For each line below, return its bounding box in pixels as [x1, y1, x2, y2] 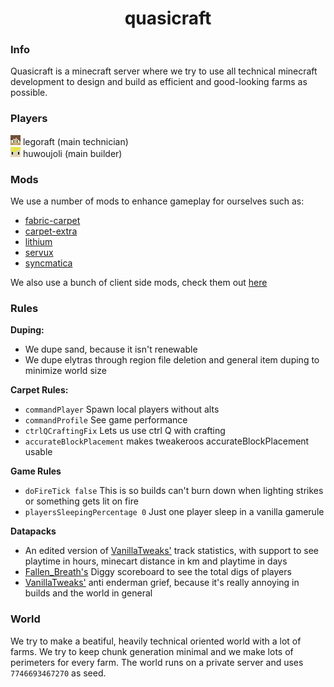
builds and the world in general [24, 587, 153, 599]
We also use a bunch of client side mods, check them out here [10, 277, 268, 289]
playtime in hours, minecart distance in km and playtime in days [24, 555, 288, 567]
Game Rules [10, 465, 62, 477]
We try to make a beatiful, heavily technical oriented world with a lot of [10, 635, 302, 647]
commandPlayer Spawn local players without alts [24, 403, 220, 416]
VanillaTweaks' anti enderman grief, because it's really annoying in [24, 577, 300, 589]
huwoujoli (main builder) [22, 147, 123, 159]
